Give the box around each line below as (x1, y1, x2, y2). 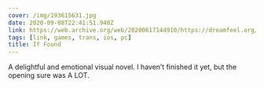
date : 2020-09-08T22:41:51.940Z (8, 19, 114, 27)
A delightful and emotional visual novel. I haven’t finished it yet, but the (8, 62, 237, 71)
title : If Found (8, 41, 61, 49)
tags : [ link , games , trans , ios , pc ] (8, 33, 132, 42)
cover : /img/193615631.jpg (8, 11, 97, 20)
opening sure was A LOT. (8, 71, 90, 80)
